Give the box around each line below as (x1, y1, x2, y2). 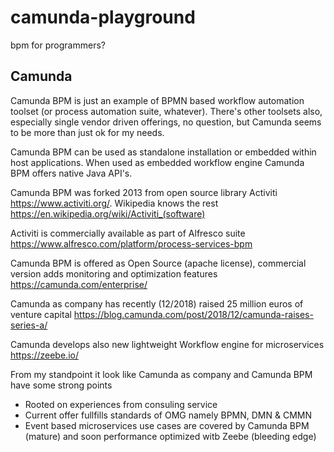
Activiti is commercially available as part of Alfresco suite (10, 227, 246, 239)
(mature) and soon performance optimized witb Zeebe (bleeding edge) (24, 430, 317, 442)
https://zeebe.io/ (10, 349, 79, 361)
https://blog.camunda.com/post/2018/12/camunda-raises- (73, 308, 314, 320)
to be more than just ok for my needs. (10, 126, 165, 138)
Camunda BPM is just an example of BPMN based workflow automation (10, 94, 305, 106)
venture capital (10, 308, 72, 320)
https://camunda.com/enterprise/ (10, 278, 148, 290)
